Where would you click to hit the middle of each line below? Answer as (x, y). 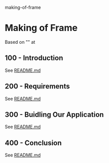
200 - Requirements (37, 86)
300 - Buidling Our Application (54, 114)
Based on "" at (20, 42)
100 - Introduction (34, 58)
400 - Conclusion (33, 143)
